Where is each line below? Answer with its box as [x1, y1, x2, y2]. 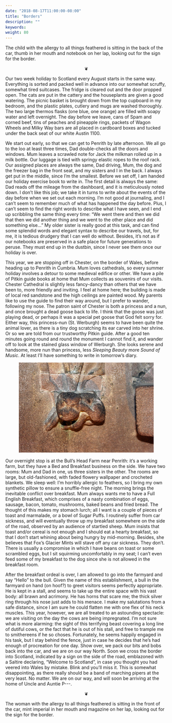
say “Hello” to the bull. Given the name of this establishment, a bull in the [5, 577, 159, 583]
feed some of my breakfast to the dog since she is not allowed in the [5, 556, 150, 563]
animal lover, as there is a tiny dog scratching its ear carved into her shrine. [5, 325, 164, 331]
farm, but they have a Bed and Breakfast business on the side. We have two [5, 463, 166, 469]
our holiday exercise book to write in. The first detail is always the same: [5, 178, 158, 185]
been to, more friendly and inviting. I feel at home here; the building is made [5, 287, 166, 293]
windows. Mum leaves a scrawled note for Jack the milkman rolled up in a [5, 151, 162, 157]
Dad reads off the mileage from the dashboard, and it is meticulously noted [5, 184, 164, 190]
